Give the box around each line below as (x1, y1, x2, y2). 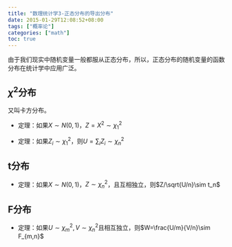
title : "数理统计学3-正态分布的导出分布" (8, 10, 114, 17)
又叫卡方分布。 (8, 106, 50, 114)
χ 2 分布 (8, 84, 36, 98)
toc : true (8, 36, 36, 43)
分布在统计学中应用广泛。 (8, 64, 81, 72)
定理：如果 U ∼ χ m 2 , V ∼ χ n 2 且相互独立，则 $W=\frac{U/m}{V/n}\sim (17, 222, 211, 233)
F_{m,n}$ (17, 232, 44, 241)
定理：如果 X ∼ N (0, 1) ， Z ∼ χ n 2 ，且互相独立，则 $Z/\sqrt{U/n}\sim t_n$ (17, 179, 221, 190)
